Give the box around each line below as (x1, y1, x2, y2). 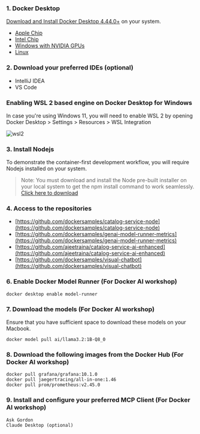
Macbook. (6, 325, 31, 332)
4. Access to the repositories (6, 204, 92, 213)
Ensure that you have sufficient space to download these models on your (6, 319, 187, 326)
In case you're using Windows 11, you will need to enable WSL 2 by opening (6, 112, 193, 119)
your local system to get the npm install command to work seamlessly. (20, 183, 195, 190)
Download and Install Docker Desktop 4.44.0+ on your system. (6, 18, 162, 25)
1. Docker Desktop (6, 4, 60, 13)
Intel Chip (14, 36, 39, 43)
